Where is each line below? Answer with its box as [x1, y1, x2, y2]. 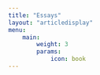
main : [22, 33, 41, 41]
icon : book [50, 55, 87, 63]
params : [36, 48, 61, 55]
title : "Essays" [8, 11, 61, 20]
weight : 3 [36, 41, 69, 48]
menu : [8, 26, 26, 34]
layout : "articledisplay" [8, 19, 93, 27]
